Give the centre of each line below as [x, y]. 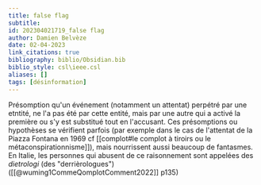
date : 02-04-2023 [37, 45]
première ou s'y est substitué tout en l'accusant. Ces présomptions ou [123, 121]
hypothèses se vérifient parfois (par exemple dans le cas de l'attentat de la [130, 130]
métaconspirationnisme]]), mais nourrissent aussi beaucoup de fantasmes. [131, 147]
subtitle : [25, 23]
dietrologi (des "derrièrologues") [61, 164]
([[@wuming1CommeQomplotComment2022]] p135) [94, 172]
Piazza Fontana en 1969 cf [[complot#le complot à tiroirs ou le [110, 138]
